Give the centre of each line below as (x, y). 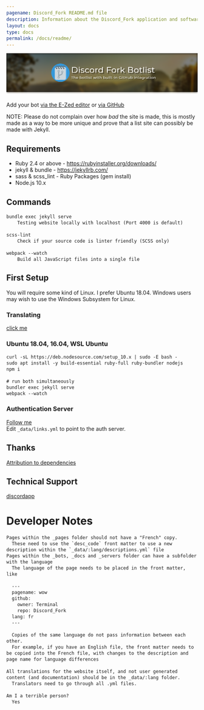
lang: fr (23, 617)
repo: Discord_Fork (42, 611)
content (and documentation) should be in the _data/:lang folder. (93, 678)
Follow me (19, 422)
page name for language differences (53, 660)
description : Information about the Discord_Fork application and (92, 19)
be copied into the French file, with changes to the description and (97, 653)
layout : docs (23, 26)
